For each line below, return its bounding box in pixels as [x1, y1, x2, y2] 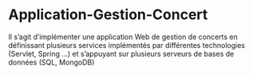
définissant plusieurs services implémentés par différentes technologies [8, 40, 246, 49]
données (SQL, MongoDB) [8, 57, 95, 67]
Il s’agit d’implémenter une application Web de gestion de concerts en [8, 32, 238, 41]
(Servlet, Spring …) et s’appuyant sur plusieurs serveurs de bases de [8, 49, 235, 58]
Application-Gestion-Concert [8, 6, 208, 24]
